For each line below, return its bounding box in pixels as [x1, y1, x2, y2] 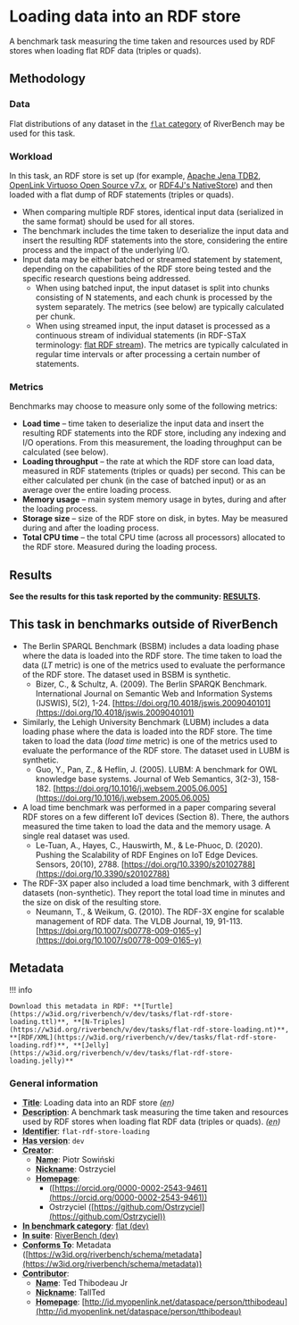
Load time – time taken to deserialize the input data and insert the [21, 418, 265, 429]
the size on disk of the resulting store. [21, 896, 162, 907]
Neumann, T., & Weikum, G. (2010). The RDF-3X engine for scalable [35, 906, 285, 917]
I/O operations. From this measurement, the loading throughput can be [21, 437, 283, 448]
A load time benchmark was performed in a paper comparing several [21, 802, 277, 812]
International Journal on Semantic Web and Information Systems [35, 687, 273, 698]
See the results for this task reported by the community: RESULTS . [9, 591, 262, 602]
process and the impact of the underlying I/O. [21, 244, 190, 255]
